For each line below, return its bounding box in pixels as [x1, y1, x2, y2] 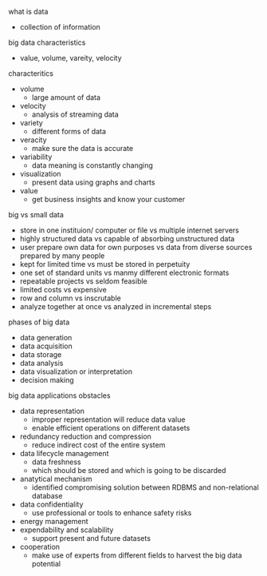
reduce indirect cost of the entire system [31, 440, 166, 450]
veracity [19, 135, 47, 145]
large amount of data [31, 93, 101, 102]
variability [19, 152, 53, 161]
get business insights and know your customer [31, 195, 186, 204]
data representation [19, 407, 85, 415]
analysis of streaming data [31, 109, 120, 119]
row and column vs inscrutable [19, 293, 121, 303]
